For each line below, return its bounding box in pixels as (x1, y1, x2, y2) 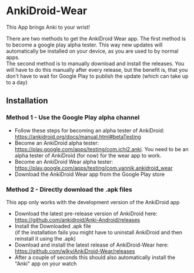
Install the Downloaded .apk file (14, 222, 91, 229)
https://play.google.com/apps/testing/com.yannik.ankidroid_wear (14, 164, 173, 171)
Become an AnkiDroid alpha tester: (14, 139, 99, 147)
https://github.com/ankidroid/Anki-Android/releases (14, 216, 141, 223)
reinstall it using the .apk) (14, 235, 76, 242)
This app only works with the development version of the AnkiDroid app (6, 198, 180, 205)
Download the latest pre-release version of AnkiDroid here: (14, 210, 158, 217)
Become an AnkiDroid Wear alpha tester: (14, 158, 113, 165)
